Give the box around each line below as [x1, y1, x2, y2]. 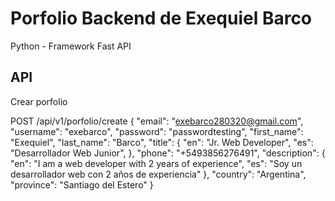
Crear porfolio [10, 95, 68, 107]
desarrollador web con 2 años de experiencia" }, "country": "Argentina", [10, 168, 307, 180]
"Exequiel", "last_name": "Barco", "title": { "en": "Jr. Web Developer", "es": [10, 136, 314, 148]
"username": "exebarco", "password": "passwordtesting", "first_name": [10, 125, 304, 137]
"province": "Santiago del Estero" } [10, 178, 154, 191]
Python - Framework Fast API [10, 40, 132, 52]
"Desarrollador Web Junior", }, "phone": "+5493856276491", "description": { [10, 147, 326, 159]
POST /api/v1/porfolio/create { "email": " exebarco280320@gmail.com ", [10, 115, 304, 127]
